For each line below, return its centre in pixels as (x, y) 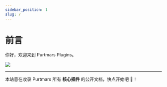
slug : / (13, 14)
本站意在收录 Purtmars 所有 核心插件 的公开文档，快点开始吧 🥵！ (71, 79)
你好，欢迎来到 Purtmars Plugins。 (41, 55)
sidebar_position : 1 (27, 10)
